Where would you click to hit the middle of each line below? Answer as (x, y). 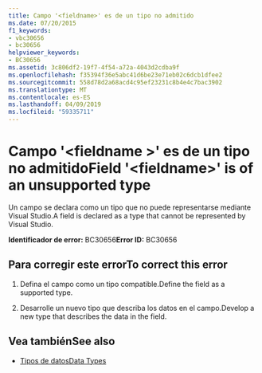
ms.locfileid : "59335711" (51, 112)
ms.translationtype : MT (48, 90)
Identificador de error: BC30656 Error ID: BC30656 (93, 239)
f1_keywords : (30, 30)
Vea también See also (62, 342)
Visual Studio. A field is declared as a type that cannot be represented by (127, 215)
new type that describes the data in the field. (93, 316)
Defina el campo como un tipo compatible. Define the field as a (122, 284)
